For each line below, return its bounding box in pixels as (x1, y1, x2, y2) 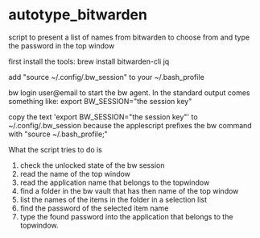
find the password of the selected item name (19, 203, 169, 213)
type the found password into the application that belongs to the (19, 211, 233, 221)
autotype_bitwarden (8, 6, 147, 24)
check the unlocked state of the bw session (19, 160, 165, 170)
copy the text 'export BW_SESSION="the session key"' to (8, 111, 199, 122)
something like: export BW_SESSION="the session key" (8, 96, 192, 106)
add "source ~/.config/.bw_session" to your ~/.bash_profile (8, 72, 205, 81)
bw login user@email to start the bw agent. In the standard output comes (8, 87, 251, 98)
